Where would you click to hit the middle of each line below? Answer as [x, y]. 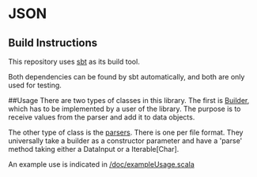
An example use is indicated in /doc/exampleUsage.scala [102, 164]
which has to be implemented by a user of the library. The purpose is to [125, 109]
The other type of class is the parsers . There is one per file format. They [126, 132]
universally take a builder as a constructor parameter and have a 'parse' [125, 141]
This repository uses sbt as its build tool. [74, 61]
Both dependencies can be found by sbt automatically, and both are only [127, 77]
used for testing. [35, 85]
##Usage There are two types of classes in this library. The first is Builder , [129, 100]
